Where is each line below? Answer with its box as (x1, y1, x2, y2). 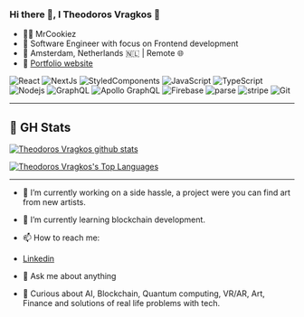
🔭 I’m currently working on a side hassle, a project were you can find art (22, 187, 291, 198)
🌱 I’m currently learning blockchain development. (22, 214, 206, 225)
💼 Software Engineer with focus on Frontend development (22, 38, 239, 49)
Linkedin (22, 253, 55, 265)
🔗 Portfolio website (22, 58, 93, 69)
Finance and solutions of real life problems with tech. (22, 298, 220, 309)
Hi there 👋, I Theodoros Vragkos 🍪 (9, 8, 161, 21)
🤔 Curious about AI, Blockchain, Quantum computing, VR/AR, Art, (22, 288, 265, 299)
